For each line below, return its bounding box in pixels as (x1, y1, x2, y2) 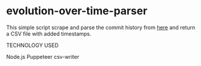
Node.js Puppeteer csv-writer (6, 53, 80, 60)
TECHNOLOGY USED (6, 42, 59, 49)
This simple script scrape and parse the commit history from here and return (6, 24, 196, 31)
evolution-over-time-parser (6, 4, 148, 18)
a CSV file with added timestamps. (6, 30, 92, 37)
